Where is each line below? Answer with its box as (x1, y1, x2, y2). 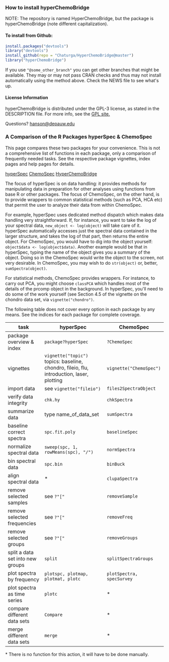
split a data (8, 549, 34, 556)
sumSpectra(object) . (5, 265, 47, 271)
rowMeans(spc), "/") (44, 449, 94, 455)
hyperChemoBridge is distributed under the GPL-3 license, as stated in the (5, 105, 159, 112)
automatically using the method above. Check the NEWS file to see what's (5, 78, 159, 83)
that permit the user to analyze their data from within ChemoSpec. (5, 202, 142, 208)
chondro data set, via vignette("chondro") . (5, 296, 95, 303)
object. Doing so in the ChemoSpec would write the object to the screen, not (5, 254, 164, 261)
